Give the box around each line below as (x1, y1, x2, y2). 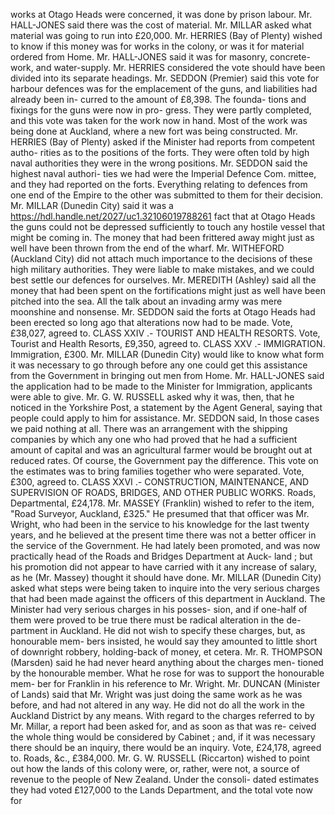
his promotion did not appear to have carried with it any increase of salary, (10, 561, 318, 573)
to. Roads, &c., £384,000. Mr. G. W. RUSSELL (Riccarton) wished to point (10, 752, 310, 764)
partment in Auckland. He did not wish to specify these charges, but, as (10, 625, 306, 636)
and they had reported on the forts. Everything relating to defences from (10, 179, 308, 190)
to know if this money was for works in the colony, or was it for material (10, 40, 305, 52)
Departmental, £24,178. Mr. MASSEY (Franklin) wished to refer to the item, (10, 497, 315, 509)
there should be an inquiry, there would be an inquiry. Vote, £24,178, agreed (10, 742, 322, 753)
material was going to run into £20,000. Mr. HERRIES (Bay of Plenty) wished (10, 30, 323, 41)
